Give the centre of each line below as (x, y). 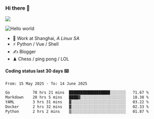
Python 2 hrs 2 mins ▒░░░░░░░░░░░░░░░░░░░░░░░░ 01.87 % (77, 111)
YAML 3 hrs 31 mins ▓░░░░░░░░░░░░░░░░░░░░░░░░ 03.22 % (77, 102)
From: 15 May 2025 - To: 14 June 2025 (46, 84)
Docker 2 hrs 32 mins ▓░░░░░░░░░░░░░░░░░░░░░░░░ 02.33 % (77, 107)
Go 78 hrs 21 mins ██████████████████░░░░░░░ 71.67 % (77, 93)
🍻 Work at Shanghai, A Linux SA (46, 38)
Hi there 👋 (18, 8)
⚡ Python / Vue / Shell (36, 44)
